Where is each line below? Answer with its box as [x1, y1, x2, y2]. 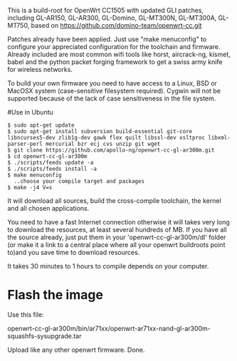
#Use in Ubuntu [7, 108, 53, 116]
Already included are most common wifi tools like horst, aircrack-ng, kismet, [7, 50, 231, 58]
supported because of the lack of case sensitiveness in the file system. [7, 94, 216, 103]
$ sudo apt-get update [7, 122, 75, 129]
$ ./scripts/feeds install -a [7, 165, 98, 172]
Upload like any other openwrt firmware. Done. [7, 345, 145, 354]
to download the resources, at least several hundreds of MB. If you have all [7, 226, 227, 234]
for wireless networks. [7, 66, 73, 73]
